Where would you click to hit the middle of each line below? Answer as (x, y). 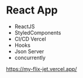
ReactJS (25, 26)
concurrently (30, 57)
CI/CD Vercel (30, 39)
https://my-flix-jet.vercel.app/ (41, 69)
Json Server (29, 51)
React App (32, 10)
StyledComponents (38, 32)
